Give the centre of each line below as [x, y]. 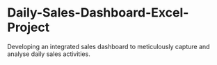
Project [29, 27]
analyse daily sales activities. [49, 54]
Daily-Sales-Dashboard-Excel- [98, 13]
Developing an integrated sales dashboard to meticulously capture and [108, 46]
